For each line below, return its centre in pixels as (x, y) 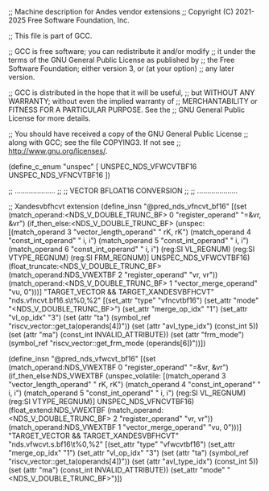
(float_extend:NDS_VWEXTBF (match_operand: (86, 410)
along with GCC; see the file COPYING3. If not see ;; (95, 142)
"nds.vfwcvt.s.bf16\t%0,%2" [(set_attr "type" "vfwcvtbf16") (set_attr (122, 444)
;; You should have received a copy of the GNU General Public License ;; (128, 134)
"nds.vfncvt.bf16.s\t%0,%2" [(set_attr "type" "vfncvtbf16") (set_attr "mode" (134, 300)
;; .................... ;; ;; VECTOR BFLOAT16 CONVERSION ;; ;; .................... (123, 191)
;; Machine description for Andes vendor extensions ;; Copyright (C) (121, 12)
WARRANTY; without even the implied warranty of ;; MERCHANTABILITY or (133, 101)
